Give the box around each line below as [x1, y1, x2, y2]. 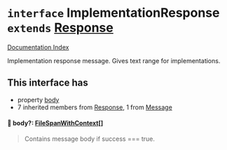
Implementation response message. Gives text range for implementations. [7, 56, 221, 64]
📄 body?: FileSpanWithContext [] [7, 119, 104, 128]
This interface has [7, 77, 89, 89]
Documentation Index [7, 43, 69, 51]
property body [17, 95, 60, 104]
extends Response [7, 20, 113, 36]
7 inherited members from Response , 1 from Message [17, 103, 173, 111]
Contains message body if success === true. [24, 135, 156, 143]
